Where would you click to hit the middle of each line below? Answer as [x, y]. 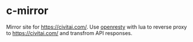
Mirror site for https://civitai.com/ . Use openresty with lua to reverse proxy [97, 27]
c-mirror [27, 11]
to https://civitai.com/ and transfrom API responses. [69, 33]
